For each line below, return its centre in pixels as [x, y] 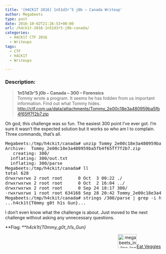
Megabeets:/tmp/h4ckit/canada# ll [47, 168]
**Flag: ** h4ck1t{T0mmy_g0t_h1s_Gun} [46, 227]
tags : [11, 47]
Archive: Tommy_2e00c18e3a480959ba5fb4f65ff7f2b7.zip [73, 148]
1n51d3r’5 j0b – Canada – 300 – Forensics [61, 93]
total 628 [17, 173]
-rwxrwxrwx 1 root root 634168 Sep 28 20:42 [60, 193]
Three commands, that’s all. [33, 134]
